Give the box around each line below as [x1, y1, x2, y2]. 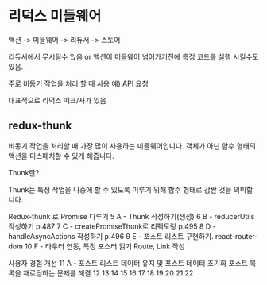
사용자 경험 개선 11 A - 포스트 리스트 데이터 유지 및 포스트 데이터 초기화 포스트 [8, 258, 248, 268]
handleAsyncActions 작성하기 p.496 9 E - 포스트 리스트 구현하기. [8, 231, 214, 241]
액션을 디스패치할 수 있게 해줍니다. [8, 151, 114, 160]
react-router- [215, 231, 258, 241]
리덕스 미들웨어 [8, 7, 102, 25]
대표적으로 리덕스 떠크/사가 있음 [8, 95, 107, 105]
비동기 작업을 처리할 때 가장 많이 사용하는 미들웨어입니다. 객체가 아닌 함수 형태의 [8, 141, 257, 151]
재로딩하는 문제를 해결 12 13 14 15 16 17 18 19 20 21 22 [22, 268, 194, 278]
